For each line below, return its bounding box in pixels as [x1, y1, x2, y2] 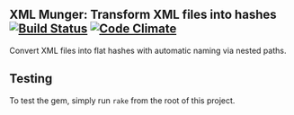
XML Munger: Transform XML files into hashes [9, 7, 277, 22]
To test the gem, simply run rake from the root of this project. [9, 94, 236, 106]
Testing [9, 71, 53, 86]
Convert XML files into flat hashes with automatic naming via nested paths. [9, 45, 287, 56]
